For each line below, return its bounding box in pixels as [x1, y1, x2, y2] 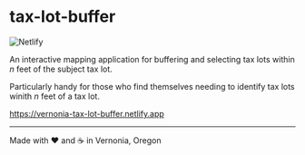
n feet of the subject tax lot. [9, 63, 113, 74]
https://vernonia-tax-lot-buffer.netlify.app [9, 108, 165, 119]
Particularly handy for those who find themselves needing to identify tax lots [9, 81, 295, 92]
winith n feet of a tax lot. [9, 91, 100, 102]
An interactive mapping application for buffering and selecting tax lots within [9, 53, 295, 64]
